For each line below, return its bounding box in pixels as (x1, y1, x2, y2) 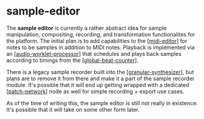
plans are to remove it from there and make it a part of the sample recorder (6, 75, 195, 82)
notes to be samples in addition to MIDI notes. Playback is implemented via (6, 44, 195, 51)
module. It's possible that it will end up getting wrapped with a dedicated (6, 81, 189, 89)
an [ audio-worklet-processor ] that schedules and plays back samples (6, 50, 182, 57)
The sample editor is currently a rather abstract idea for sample (6, 24, 167, 32)
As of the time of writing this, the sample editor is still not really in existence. (6, 99, 199, 107)
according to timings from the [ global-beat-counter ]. (6, 56, 139, 64)
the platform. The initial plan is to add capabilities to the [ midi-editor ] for (6, 37, 188, 44)
